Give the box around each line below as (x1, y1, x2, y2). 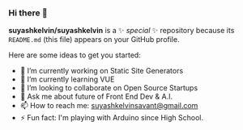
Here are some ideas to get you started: (8, 50, 142, 60)
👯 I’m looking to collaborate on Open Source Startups (19, 83, 198, 93)
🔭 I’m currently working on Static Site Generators (19, 66, 184, 76)
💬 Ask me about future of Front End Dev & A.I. (19, 92, 173, 102)
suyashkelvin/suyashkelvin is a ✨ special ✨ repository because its (8, 26, 235, 36)
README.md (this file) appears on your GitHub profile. (8, 35, 180, 44)
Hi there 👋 (8, 7, 49, 19)
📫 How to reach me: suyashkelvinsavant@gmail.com (19, 101, 198, 111)
